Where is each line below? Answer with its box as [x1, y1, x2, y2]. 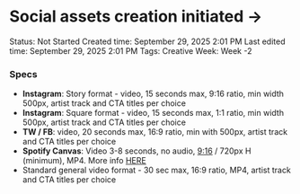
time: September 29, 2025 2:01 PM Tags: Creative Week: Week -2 [9, 45, 252, 56]
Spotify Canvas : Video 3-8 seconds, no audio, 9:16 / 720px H [22, 145, 251, 156]
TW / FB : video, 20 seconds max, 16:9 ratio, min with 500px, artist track [22, 127, 288, 137]
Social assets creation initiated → [9, 6, 263, 27]
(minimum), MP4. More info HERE [22, 155, 146, 166]
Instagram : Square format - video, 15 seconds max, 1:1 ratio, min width [22, 108, 285, 119]
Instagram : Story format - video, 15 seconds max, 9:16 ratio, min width [22, 88, 285, 100]
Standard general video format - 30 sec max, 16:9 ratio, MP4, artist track [22, 164, 292, 176]
